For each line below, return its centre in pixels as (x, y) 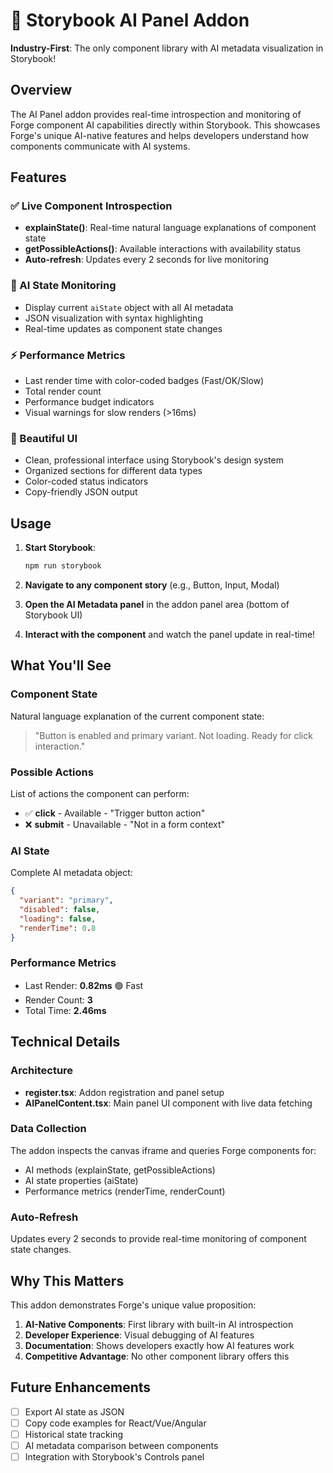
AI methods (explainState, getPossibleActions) (120, 1170)
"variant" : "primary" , (66, 900)
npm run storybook (63, 566)
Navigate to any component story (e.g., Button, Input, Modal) (152, 585)
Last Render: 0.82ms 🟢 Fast (84, 985)
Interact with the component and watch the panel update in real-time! (170, 635)
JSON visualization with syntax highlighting (113, 318)
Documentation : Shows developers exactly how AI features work (159, 1345)
